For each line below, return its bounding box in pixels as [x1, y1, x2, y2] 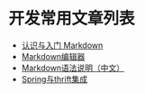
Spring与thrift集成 [21, 73, 87, 84]
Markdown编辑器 [21, 51, 86, 61]
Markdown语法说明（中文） [21, 62, 125, 73]
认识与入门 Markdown [21, 40, 104, 51]
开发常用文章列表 [8, 8, 136, 29]
